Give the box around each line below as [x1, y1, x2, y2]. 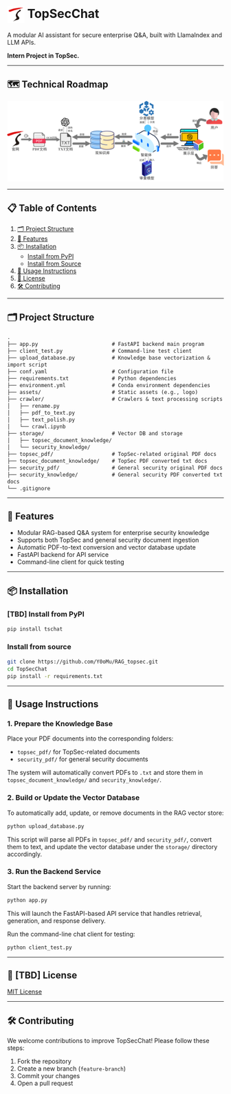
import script [7, 362, 48, 369]
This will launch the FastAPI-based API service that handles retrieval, [7, 909, 203, 917]
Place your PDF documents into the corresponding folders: [7, 734, 174, 743]
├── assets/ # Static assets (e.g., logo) [7, 389, 198, 396]
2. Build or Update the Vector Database [7, 793, 140, 802]
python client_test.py [7, 944, 72, 951]
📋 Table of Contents [7, 202, 98, 215]
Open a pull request [16, 1079, 74, 1088]
